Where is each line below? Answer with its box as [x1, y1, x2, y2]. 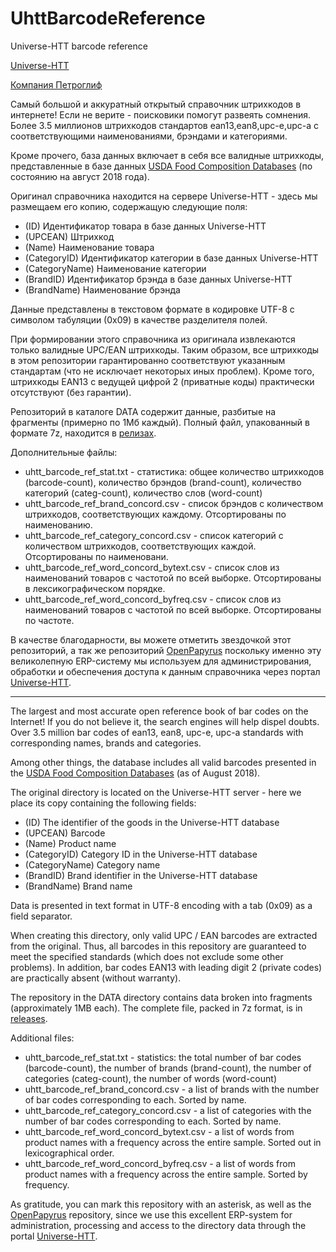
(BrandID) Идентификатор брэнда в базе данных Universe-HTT [24, 273, 293, 285]
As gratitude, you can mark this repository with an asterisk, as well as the [10, 1198, 312, 1210]
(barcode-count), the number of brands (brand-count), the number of [24, 1062, 312, 1074]
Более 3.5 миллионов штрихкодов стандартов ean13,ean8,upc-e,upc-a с [10, 119, 320, 131]
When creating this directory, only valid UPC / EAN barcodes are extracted [10, 929, 318, 941]
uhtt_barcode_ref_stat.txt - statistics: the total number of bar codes [24, 1051, 302, 1063]
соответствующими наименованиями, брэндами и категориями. [10, 130, 288, 142]
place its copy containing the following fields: [10, 797, 197, 809]
